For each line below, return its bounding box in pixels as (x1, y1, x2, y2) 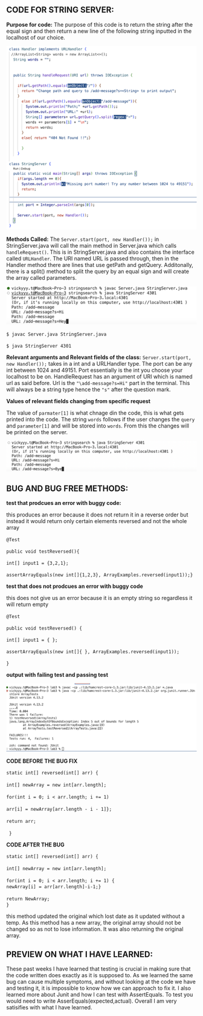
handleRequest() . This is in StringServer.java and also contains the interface (6, 248, 195, 256)
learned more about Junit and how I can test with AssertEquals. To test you (6, 991, 193, 998)
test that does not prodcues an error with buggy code (6, 582, 143, 590)
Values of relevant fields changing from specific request (6, 398, 151, 405)
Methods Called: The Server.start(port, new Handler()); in (6, 236, 159, 243)
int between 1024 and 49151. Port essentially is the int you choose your (6, 366, 183, 374)
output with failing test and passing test (6, 671, 109, 679)
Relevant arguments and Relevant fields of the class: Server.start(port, (6, 354, 192, 361)
